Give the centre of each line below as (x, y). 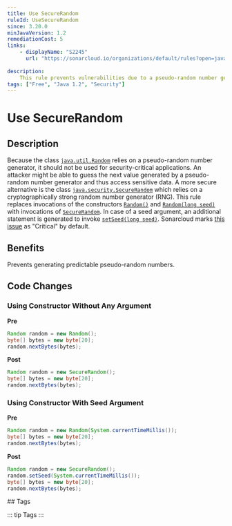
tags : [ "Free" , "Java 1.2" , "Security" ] (66, 84)
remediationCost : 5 (35, 39)
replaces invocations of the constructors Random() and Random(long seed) (111, 204)
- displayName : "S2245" (54, 52)
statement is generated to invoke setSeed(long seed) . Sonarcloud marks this (116, 219)
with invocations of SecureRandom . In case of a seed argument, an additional (114, 212)
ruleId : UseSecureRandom (43, 20)
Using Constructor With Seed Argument (76, 402)
